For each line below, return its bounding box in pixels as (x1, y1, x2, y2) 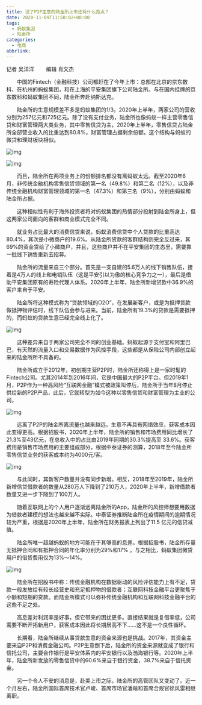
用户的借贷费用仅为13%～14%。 (6, 554, 86, 561)
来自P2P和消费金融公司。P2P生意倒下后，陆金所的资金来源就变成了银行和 (11, 641, 195, 648)
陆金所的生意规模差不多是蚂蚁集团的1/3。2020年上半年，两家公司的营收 (16, 106, 195, 113)
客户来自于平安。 (6, 286, 49, 293)
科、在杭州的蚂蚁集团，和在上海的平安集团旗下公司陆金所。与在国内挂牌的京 (6, 86, 196, 93)
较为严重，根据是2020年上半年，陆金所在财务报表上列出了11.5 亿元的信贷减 (6, 518, 194, 525)
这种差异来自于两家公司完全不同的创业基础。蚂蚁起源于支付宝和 (16, 338, 175, 345)
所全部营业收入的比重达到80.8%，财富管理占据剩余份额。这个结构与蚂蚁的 (6, 128, 191, 136)
